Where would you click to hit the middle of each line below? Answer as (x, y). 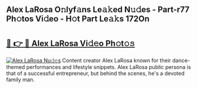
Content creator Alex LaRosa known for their (117, 60)
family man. (21, 80)
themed (16, 67)
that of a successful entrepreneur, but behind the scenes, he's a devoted (96, 73)
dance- (181, 60)
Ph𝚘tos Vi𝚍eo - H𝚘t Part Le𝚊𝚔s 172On (78, 19)
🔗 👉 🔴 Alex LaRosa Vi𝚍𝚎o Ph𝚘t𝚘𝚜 (71, 43)
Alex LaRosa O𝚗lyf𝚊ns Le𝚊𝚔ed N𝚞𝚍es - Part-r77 (98, 10)
